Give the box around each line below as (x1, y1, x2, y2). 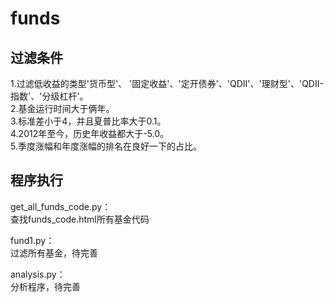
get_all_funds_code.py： (10, 200, 112, 212)
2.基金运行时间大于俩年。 (10, 103, 115, 114)
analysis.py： (10, 268, 66, 280)
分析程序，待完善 (10, 280, 81, 292)
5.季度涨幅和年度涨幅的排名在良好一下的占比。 (10, 140, 202, 152)
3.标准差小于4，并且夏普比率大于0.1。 (10, 115, 167, 127)
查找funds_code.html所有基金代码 (10, 213, 150, 225)
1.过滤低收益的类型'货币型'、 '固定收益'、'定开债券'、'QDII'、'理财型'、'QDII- (10, 78, 324, 89)
